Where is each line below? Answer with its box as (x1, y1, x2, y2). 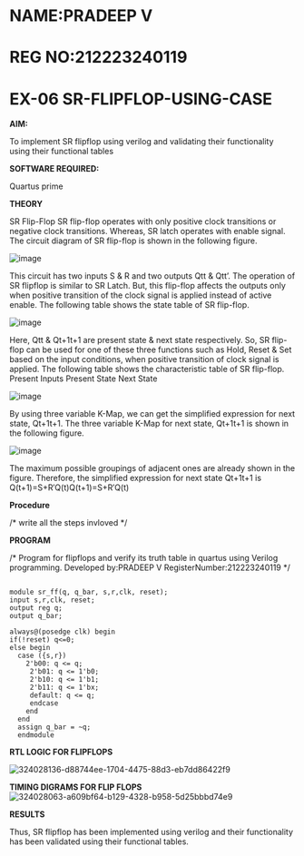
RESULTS (9, 809, 45, 820)
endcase (29, 699, 59, 708)
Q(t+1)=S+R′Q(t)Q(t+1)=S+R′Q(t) (9, 482, 130, 493)
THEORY (9, 199, 44, 210)
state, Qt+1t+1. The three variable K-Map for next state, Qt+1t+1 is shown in (9, 418, 289, 429)
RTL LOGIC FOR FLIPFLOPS (9, 746, 113, 758)
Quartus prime (9, 181, 64, 192)
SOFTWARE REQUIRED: (9, 163, 100, 174)
